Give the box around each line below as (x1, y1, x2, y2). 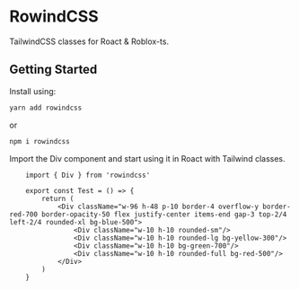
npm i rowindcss (9, 136, 70, 145)
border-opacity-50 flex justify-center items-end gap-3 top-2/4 (41, 209, 287, 219)
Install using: (9, 85, 57, 96)
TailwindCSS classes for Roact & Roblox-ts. (9, 36, 169, 47)
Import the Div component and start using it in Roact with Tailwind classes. (9, 153, 286, 163)
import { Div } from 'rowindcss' (25, 171, 151, 180)
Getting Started (9, 62, 98, 77)
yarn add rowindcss (9, 103, 83, 112)
